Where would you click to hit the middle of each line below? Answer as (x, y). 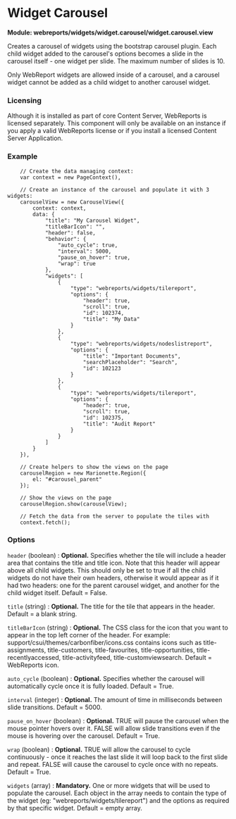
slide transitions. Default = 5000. (55, 707)
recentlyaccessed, (34, 657)
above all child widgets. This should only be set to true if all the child (106, 570)
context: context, (60, 208)
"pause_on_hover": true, (94, 257)
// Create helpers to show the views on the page (94, 467)
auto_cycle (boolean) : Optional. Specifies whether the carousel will (106, 678)
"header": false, (70, 233)
